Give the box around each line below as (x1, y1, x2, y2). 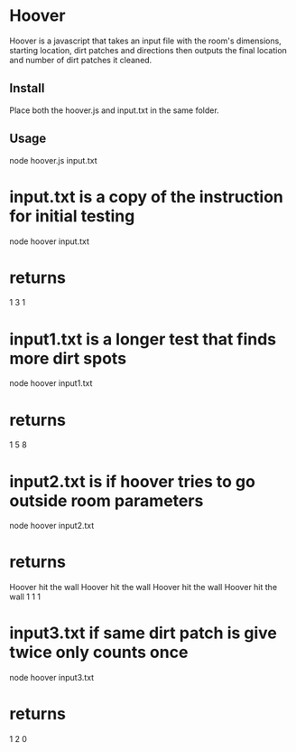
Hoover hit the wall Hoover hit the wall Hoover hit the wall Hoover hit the (9, 582, 278, 593)
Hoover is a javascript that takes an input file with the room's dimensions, (9, 35, 282, 46)
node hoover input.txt (9, 236, 90, 247)
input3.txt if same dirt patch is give (9, 623, 278, 644)
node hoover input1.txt (9, 378, 93, 389)
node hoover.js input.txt (9, 155, 97, 165)
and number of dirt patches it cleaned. (9, 54, 153, 65)
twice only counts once (9, 643, 189, 663)
